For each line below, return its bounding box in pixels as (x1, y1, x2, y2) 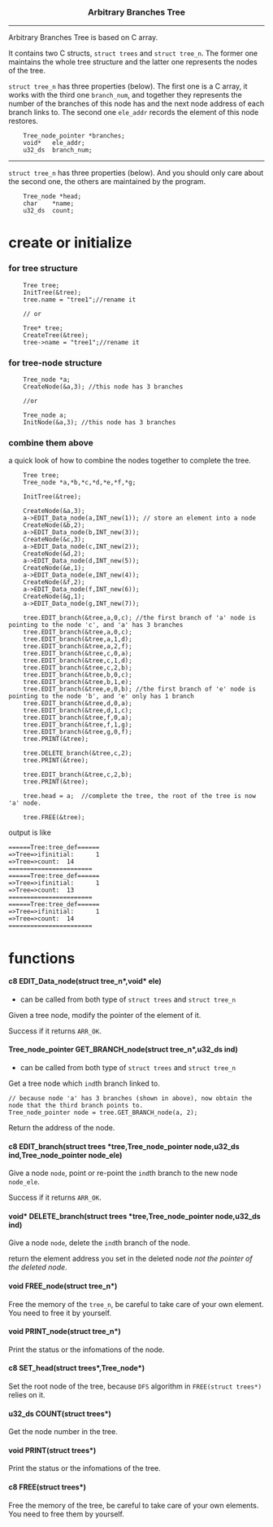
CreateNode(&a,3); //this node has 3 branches (23, 383, 184, 391)
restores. (8, 116, 39, 126)
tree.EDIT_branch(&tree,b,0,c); (23, 671, 132, 679)
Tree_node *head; (23, 192, 82, 201)
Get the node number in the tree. (8, 1427, 118, 1437)
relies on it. (8, 1389, 46, 1399)
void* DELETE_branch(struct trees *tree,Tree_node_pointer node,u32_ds (8, 1211, 262, 1221)
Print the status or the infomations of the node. (8, 1345, 165, 1354)
